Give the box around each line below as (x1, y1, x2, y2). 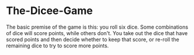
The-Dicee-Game (6, 4, 93, 18)
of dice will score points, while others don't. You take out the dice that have (6, 29, 188, 36)
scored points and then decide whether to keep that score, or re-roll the (6, 36, 180, 43)
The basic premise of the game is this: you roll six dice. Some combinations (6, 23, 189, 30)
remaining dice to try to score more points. (6, 42, 109, 49)
